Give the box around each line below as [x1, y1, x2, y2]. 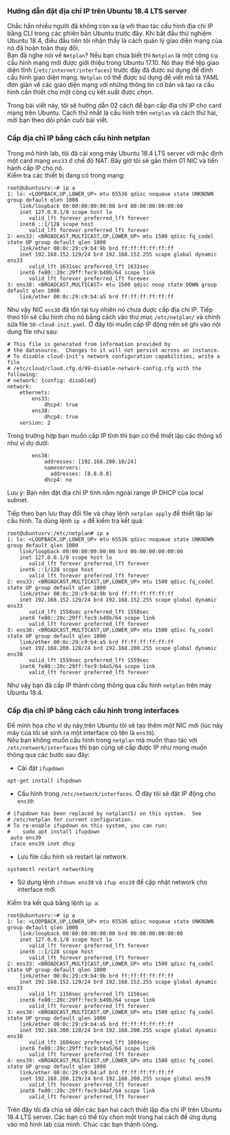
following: [7, 371, 39, 378]
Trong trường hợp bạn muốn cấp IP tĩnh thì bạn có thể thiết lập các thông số [7, 431, 222, 439]
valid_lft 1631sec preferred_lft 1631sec [28, 263, 149, 270]
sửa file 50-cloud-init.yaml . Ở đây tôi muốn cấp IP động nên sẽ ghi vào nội [7, 320, 221, 328]
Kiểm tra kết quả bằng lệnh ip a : [7, 898, 100, 907]
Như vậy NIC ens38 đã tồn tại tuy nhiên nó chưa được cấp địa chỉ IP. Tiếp [7, 305, 213, 314]
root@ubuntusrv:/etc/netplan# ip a [7, 530, 109, 537]
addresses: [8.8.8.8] [50, 470, 112, 477]
